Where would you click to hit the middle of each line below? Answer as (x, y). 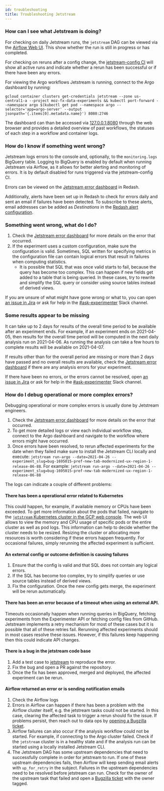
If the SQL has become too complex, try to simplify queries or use (79, 576)
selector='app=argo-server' (34, 109)
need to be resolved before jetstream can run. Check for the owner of (82, 773)
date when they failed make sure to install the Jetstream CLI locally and (84, 451)
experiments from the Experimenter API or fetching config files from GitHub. (82, 619)
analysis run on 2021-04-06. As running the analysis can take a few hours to (82, 342)
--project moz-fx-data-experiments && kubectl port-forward (92, 101)
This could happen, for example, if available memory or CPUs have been (78, 507)
